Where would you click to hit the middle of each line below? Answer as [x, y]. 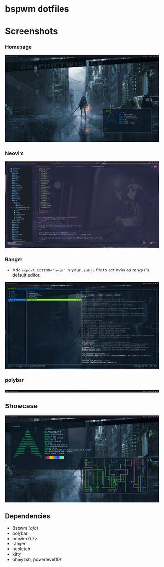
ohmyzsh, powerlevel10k [37, 559]
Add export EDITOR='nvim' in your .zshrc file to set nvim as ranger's [81, 270]
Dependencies [28, 516]
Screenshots [31, 32]
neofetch [21, 549]
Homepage [18, 47]
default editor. [26, 275]
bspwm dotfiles [37, 9]
